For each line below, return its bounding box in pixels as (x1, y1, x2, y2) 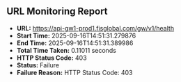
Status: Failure (16, 60, 60, 69)
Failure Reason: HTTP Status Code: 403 (16, 68, 133, 76)
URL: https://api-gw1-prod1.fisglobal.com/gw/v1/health (16, 24, 175, 32)
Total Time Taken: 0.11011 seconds (16, 46, 116, 54)
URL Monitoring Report (6, 6, 109, 17)
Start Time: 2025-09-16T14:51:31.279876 (16, 31, 136, 40)
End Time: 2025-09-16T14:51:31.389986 (16, 38, 134, 47)
